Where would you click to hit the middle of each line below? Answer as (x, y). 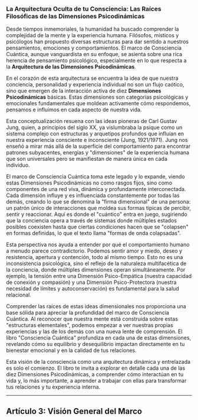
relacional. (19, 295)
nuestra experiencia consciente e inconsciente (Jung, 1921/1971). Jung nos (97, 140)
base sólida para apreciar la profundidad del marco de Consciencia (88, 313)
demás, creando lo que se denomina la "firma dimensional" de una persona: (98, 202)
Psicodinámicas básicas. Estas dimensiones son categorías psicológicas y (97, 97)
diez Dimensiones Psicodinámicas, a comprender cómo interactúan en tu (95, 374)
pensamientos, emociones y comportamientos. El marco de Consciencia (94, 48)
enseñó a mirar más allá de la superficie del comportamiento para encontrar (98, 146)
